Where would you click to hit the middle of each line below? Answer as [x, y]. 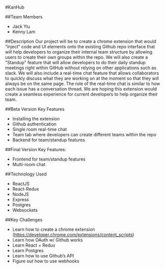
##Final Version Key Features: [36, 149]
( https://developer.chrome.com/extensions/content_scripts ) [73, 235]
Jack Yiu [21, 26]
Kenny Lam [24, 32]
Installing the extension [36, 119]
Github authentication [34, 124]
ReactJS [21, 184]
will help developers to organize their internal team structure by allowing [79, 52]
